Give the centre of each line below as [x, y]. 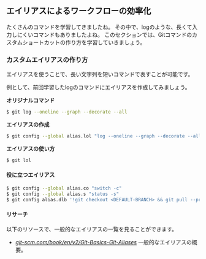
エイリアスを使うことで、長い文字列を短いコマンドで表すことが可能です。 [100, 74]
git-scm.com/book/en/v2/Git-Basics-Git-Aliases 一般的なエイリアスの [103, 242]
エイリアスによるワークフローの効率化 [79, 11]
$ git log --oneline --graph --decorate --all [67, 112]
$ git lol [19, 160]
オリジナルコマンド [31, 101]
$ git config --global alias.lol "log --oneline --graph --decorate [96, 136]
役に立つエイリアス [31, 175]
